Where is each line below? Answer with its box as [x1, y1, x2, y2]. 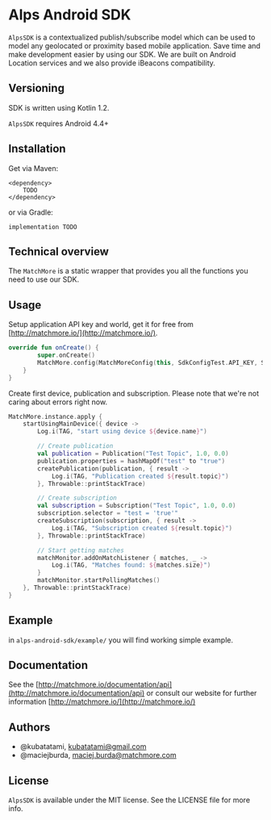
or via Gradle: [8, 207, 54, 217]
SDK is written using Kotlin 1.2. [8, 102, 110, 112]
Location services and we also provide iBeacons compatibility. [8, 58, 216, 68]
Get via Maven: [8, 163, 59, 173]
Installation [8, 142, 66, 156]
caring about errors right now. [8, 397, 107, 407]
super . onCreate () [37, 351, 95, 360]
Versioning [8, 82, 65, 95]
